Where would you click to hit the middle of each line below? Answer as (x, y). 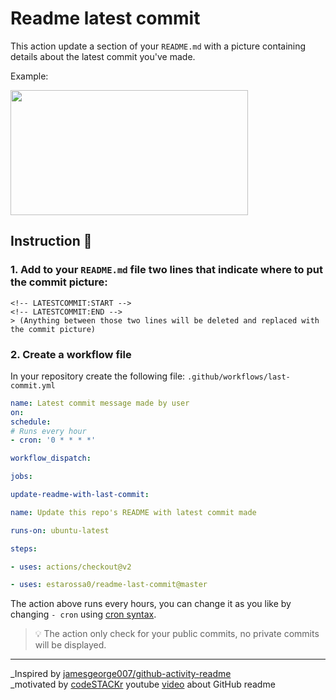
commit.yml (33, 385)
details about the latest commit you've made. (103, 56)
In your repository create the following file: (98, 376)
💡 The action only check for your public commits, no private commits (177, 634)
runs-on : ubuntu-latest (60, 530)
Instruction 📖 (51, 241)
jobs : (21, 477)
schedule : (31, 422)
